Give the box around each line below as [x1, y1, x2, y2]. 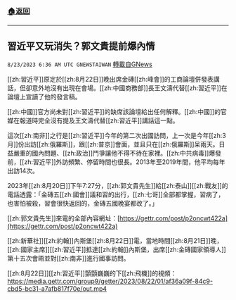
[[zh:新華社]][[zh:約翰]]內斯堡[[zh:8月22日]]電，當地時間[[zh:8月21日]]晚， [7, 237, 223, 245]
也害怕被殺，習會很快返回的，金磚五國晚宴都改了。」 [7, 199, 158, 208]
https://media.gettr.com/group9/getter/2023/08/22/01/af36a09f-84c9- [7, 277, 213, 286]
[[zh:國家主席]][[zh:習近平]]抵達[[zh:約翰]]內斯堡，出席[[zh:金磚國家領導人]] [7, 245, 226, 254]
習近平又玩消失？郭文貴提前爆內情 [7, 40, 155, 52]
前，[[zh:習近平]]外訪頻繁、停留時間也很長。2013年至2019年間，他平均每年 [7, 158, 225, 166]
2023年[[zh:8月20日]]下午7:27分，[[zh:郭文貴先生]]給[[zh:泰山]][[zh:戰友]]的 [7, 182, 228, 190]
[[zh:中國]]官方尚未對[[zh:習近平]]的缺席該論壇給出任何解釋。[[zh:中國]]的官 [7, 108, 227, 116]
